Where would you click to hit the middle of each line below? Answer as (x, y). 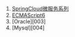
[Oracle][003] (29, 21)
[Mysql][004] (28, 28)
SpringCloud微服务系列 (40, 9)
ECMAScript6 (29, 15)
